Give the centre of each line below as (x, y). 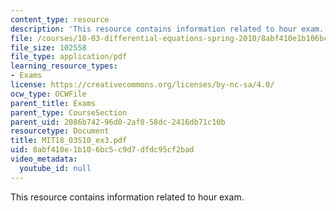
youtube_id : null (55, 168)
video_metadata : (44, 159)
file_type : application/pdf (69, 57)
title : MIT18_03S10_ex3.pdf (69, 141)
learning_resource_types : (64, 66)
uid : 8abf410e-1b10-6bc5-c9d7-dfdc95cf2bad (102, 150)
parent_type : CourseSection (69, 112)
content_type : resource (60, 19)
